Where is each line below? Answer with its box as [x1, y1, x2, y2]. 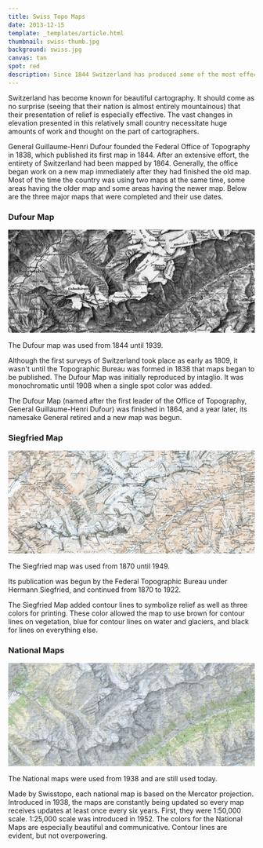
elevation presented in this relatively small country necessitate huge [8, 118, 228, 127]
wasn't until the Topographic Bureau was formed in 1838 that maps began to [8, 364, 255, 373]
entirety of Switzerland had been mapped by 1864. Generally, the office [8, 158, 239, 168]
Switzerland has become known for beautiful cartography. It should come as [8, 93, 255, 102]
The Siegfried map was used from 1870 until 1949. [8, 561, 171, 571]
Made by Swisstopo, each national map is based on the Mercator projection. [8, 789, 254, 799]
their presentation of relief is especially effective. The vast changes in [8, 110, 233, 119]
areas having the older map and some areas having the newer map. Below [8, 183, 247, 192]
